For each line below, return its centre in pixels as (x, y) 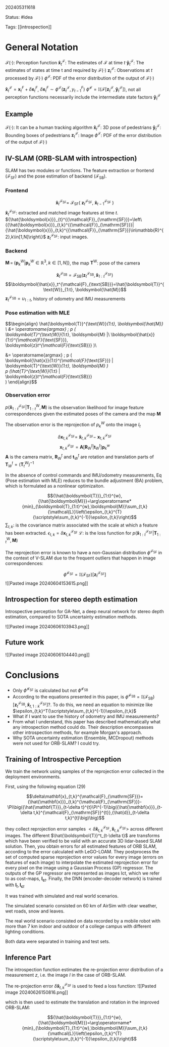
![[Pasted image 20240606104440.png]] (47, 655)
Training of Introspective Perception (63, 759)
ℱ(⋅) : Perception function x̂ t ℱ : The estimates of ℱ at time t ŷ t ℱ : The (75, 62)
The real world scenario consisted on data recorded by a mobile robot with (83, 921)
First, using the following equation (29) (45, 787)
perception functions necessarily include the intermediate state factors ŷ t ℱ (83, 97)
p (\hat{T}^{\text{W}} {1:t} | (33, 371)
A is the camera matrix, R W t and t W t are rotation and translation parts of (79, 457)
